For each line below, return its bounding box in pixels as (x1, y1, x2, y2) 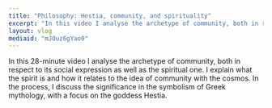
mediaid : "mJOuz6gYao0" (8, 34, 89, 43)
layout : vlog (8, 27, 53, 35)
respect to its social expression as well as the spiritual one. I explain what (8, 65, 253, 75)
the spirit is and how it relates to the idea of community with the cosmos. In (8, 73, 259, 83)
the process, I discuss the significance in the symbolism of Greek (8, 82, 227, 92)
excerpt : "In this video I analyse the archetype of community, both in (8, 19, 259, 27)
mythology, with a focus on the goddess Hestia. (8, 90, 168, 101)
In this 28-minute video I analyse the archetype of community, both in (8, 56, 241, 66)
